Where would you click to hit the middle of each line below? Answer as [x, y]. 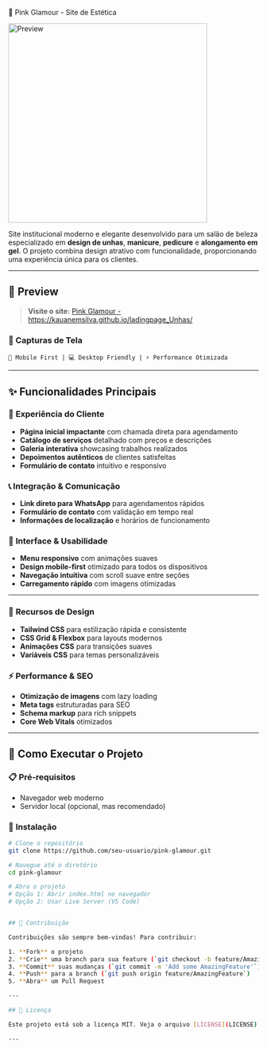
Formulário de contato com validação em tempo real [106, 512]
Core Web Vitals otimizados [66, 721]
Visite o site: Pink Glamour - [74, 311]
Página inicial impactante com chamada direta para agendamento [129, 431]
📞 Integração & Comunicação [64, 486]
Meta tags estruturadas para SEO [75, 705]
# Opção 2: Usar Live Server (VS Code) [74, 902]
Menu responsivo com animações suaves [89, 559]
